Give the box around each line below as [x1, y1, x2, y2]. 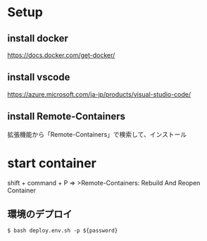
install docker [7, 32, 69, 44]
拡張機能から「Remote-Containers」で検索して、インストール [7, 130, 187, 138]
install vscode [7, 71, 70, 83]
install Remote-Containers [7, 111, 125, 123]
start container [7, 155, 96, 171]
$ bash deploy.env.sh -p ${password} [7, 227, 118, 235]
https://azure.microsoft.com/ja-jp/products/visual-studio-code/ [7, 89, 192, 99]
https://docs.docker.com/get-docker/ [7, 51, 115, 59]
